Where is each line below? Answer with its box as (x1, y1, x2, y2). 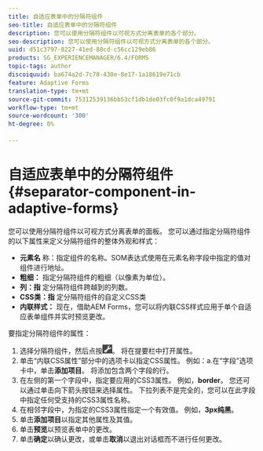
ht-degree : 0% (8, 120, 55, 129)
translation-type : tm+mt (8, 87, 89, 95)
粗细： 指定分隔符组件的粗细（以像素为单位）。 (19, 272, 170, 282)
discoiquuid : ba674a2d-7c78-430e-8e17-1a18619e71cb (8, 71, 181, 78)
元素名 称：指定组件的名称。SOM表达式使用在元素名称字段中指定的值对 (19, 253, 251, 262)
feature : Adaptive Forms (8, 78, 89, 86)
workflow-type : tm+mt (8, 104, 79, 111)
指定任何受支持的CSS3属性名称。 (26, 395, 135, 404)
